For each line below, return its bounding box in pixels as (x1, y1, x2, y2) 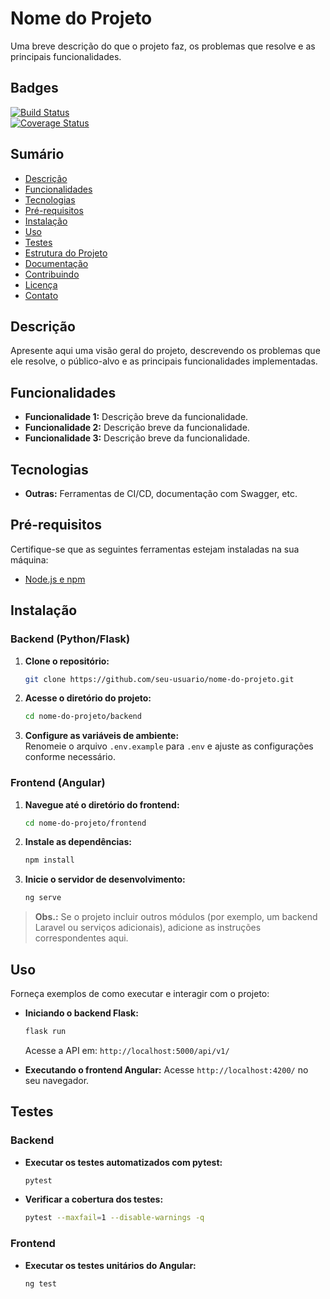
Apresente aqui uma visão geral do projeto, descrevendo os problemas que (10, 345, 321, 357)
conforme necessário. (24, 751, 116, 763)
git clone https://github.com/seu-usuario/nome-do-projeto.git (24, 674, 295, 684)
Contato (24, 289, 59, 301)
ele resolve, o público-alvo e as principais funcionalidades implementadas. (10, 355, 318, 367)
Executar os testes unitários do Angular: (24, 1259, 197, 1271)
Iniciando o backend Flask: (24, 1007, 139, 1019)
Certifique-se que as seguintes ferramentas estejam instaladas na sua (10, 543, 300, 555)
